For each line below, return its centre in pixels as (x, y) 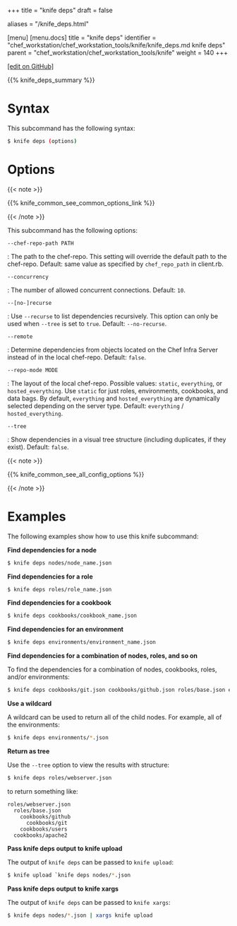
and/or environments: (39, 677)
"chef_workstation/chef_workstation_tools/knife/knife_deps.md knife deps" (116, 45)
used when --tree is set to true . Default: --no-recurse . (87, 323)
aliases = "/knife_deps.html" (48, 24)
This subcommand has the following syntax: (71, 128)
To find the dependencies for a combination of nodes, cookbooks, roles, (112, 670)
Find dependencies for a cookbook (59, 603)
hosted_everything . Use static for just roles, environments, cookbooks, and (118, 390)
